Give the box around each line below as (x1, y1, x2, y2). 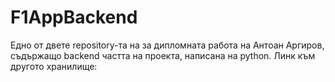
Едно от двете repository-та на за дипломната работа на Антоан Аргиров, (10, 39, 325, 51)
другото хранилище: (10, 60, 98, 72)
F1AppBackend (10, 6, 138, 29)
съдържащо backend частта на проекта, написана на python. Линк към (10, 49, 316, 61)
